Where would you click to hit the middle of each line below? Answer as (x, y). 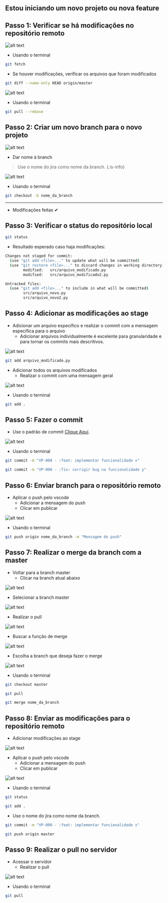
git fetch (15, 64)
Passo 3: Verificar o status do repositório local (79, 225)
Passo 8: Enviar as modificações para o (68, 718)
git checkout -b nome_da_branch (39, 196)
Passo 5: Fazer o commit (44, 420)
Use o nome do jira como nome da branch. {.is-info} (71, 167)
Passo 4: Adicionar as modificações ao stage (77, 313)
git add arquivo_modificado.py (38, 360)
